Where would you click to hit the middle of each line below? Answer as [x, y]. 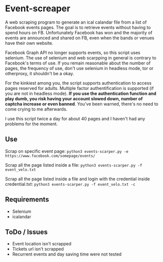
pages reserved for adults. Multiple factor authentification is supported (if [79, 88]
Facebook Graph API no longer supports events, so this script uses [73, 53]
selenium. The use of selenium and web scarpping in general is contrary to [81, 58]
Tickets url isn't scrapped [38, 249]
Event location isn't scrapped [42, 244]
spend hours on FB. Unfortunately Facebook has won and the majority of [79, 32]
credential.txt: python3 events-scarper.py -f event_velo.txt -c [70, 184]
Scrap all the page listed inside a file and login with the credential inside [78, 179]
